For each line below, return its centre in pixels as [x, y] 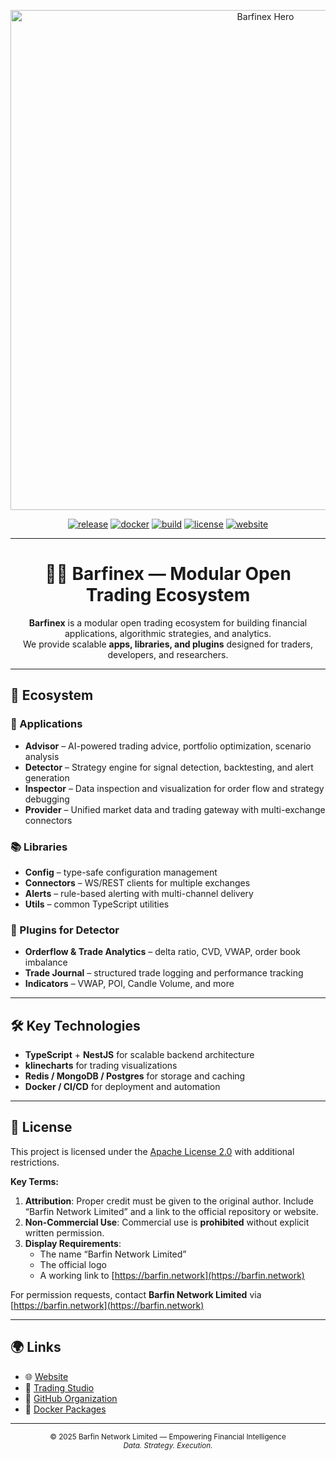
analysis [42, 756]
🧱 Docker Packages [65, 1409]
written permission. [64, 1232]
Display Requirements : [73, 1243]
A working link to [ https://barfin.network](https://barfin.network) [172, 1275]
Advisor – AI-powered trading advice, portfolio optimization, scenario [168, 746]
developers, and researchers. [168, 654]
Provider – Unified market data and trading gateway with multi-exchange [175, 809]
